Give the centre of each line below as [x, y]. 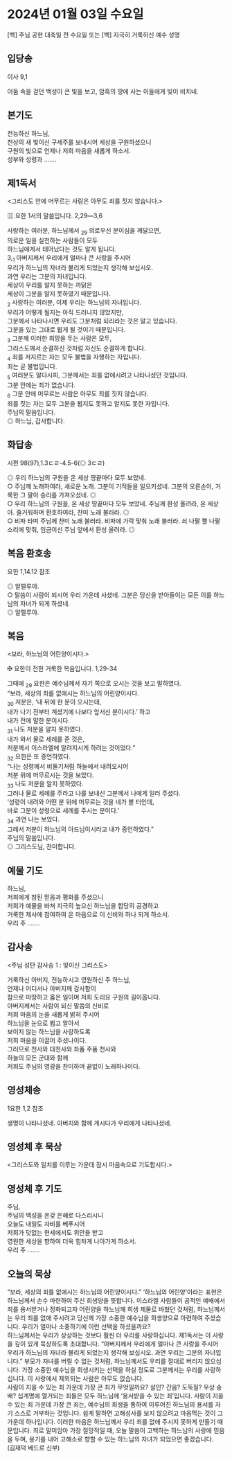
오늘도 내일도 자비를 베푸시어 [46, 1224]
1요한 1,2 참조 [25, 1108]
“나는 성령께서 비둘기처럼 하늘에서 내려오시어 [68, 766]
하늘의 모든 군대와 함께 [38, 1058]
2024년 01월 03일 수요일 [75, 14]
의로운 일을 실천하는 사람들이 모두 [53, 240]
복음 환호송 [29, 554]
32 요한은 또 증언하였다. [39, 757]
